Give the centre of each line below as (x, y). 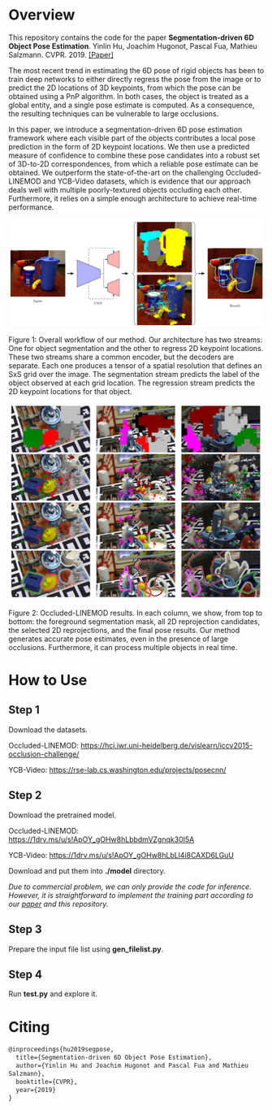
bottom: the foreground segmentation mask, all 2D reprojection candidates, (134, 621)
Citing (29, 1027)
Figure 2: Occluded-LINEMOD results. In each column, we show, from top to (136, 613)
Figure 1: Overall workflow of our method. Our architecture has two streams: (136, 340)
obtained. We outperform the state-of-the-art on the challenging (116, 172)
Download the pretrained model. (62, 815)
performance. (31, 207)
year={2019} (36, 1090)
